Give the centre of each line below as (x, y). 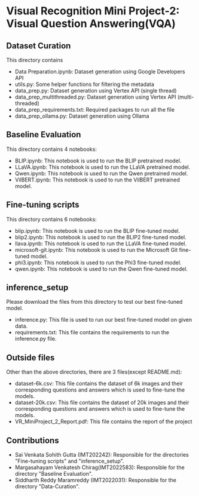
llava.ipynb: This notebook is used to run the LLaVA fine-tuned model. (101, 244)
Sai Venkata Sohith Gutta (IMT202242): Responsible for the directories (102, 455)
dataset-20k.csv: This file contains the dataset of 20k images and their (102, 403)
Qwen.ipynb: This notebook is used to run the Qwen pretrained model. (101, 173)
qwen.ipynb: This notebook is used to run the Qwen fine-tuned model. (101, 269)
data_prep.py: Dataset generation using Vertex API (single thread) (96, 90)
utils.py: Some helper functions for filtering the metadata (84, 84)
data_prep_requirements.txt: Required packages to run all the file (95, 110)
